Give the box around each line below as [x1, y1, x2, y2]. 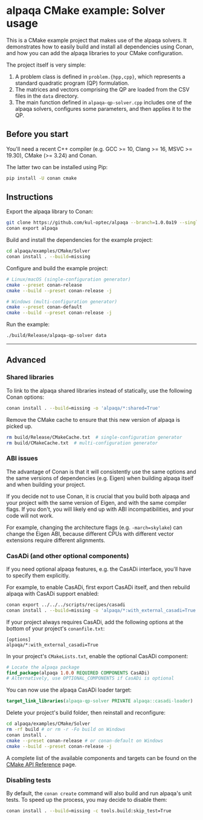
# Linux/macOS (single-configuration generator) [6, 276, 131, 282]
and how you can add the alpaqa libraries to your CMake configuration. [6, 49, 184, 56]
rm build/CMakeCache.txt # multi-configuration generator [6, 440, 158, 446]
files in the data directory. [14, 92, 79, 99]
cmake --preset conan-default [6, 304, 83, 310]
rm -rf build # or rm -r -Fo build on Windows [6, 727, 126, 733]
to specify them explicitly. [6, 572, 71, 579]
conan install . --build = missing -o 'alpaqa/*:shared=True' [6, 405, 161, 411]
